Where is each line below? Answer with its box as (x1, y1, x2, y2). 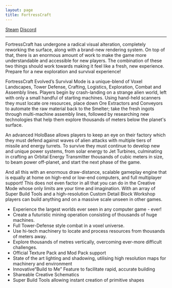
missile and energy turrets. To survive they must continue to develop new (5, 142, 160, 149)
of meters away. (12, 233, 47, 239)
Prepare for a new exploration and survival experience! (5, 68, 121, 74)
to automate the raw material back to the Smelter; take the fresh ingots (5, 106, 155, 112)
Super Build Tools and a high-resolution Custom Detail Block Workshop (5, 191, 156, 197)
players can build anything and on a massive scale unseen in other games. (5, 196, 163, 202)
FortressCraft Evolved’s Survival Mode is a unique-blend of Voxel (5, 78, 142, 85)
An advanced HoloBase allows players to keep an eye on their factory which (5, 132, 166, 138)
